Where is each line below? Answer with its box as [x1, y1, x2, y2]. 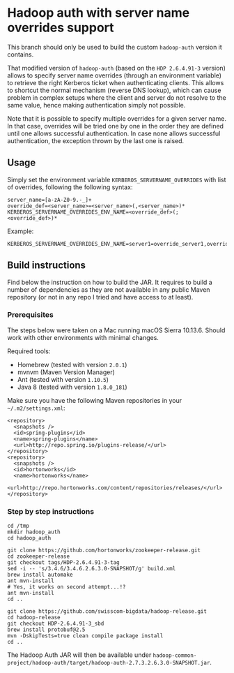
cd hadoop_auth [7, 535, 52, 542]
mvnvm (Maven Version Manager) [17, 368, 115, 376]
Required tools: [7, 347, 51, 355]
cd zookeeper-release [7, 553, 70, 560]
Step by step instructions [7, 506, 95, 516]
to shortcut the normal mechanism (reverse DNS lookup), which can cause [7, 86, 221, 94]
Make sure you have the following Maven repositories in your [7, 396, 182, 404]
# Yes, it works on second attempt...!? [7, 584, 127, 591]
